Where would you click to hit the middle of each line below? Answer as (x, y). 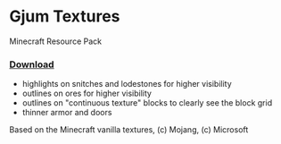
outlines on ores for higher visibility (87, 93)
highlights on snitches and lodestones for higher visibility (127, 84)
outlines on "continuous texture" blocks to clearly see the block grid (147, 103)
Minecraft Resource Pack (56, 41)
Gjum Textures (65, 17)
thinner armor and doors (67, 113)
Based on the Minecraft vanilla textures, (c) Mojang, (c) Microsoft (129, 130)
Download (32, 64)
